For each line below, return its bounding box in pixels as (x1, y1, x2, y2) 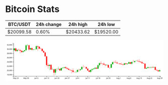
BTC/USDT (8, 21, 31, 27)
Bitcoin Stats (5, 3, 60, 15)
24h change (36, 21, 62, 27)
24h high (68, 21, 88, 27)
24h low (97, 21, 115, 27)
